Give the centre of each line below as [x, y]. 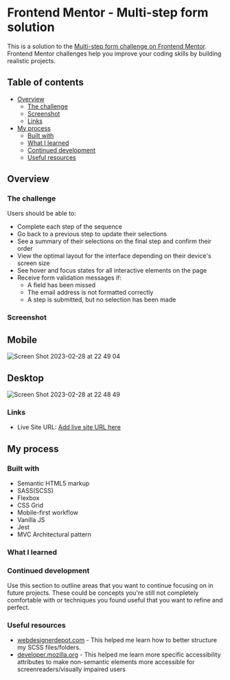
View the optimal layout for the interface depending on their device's [114, 256]
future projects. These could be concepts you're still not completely [103, 593]
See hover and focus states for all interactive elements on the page [112, 271]
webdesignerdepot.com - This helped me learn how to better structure [117, 640]
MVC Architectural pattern [54, 534]
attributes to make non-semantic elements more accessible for [106, 662]
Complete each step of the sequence [69, 227]
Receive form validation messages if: [69, 278]
